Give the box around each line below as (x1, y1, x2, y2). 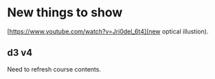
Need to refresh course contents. (7, 65, 102, 73)
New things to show (7, 5, 123, 20)
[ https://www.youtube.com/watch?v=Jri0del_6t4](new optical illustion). (7, 27, 209, 35)
